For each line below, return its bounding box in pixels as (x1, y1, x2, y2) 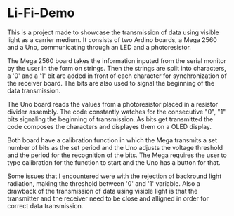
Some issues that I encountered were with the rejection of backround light (7, 172, 222, 180)
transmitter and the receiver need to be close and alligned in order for (7, 194, 209, 203)
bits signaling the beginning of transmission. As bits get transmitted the (7, 114, 214, 123)
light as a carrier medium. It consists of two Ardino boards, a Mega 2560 (7, 35, 218, 43)
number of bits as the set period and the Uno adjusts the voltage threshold (7, 143, 223, 151)
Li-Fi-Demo (7, 5, 75, 21)
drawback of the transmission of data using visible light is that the (7, 187, 198, 195)
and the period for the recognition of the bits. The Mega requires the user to (7, 151, 227, 159)
